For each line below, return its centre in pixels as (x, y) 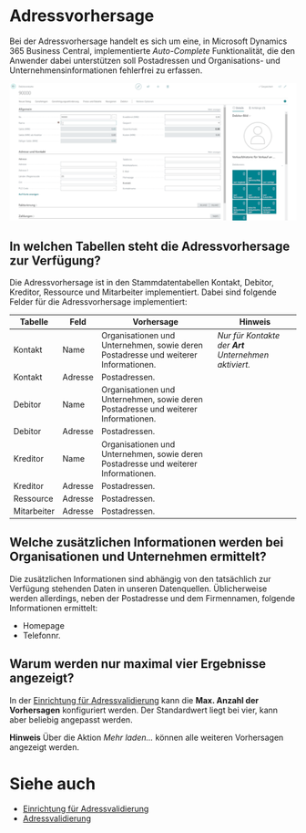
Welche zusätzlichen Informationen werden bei (147, 542)
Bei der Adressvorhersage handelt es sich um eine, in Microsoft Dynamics (148, 41)
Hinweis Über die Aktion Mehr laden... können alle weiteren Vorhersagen (147, 737)
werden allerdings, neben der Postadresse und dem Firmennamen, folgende (153, 598)
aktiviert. (234, 364)
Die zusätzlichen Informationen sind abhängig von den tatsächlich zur (140, 578)
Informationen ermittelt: (54, 608)
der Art (231, 345)
